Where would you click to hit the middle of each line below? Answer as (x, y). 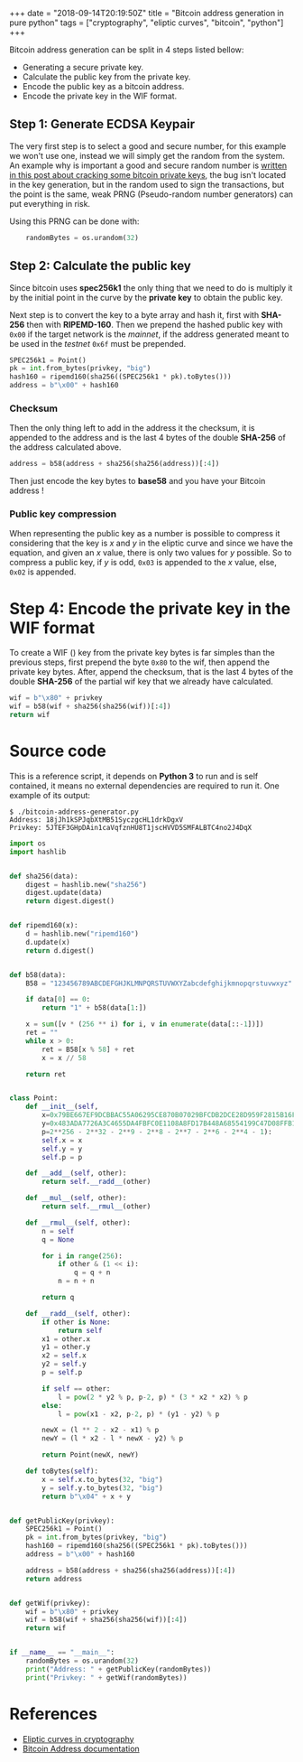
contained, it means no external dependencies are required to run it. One (144, 786)
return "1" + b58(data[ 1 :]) (94, 1008)
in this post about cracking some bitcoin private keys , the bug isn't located (148, 174)
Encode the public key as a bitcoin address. (103, 86)
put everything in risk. (50, 203)
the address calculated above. (65, 447)
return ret (46, 1074)
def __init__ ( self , (62, 1107)
